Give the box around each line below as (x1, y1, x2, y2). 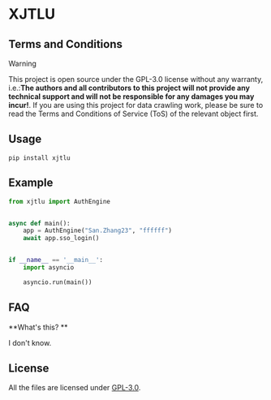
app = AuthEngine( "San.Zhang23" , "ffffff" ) (23, 226, 173, 235)
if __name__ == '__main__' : (8, 256, 104, 265)
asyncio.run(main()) (23, 277, 92, 286)
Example (8, 176, 54, 190)
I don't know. (8, 338, 52, 347)
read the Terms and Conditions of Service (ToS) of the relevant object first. (8, 109, 259, 118)
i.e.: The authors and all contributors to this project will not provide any (8, 83, 250, 92)
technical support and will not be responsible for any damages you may (8, 92, 255, 101)
